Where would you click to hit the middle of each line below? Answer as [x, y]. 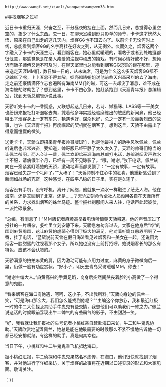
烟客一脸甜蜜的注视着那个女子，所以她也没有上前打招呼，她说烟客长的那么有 [83, 244]
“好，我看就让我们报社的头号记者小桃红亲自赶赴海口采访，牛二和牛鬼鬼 [78, 323]
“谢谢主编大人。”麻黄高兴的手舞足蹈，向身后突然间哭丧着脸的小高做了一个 [80, 277]
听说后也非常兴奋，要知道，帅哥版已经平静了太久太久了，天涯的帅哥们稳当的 [83, 148]
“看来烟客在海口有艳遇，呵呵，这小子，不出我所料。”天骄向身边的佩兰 [75, 294]
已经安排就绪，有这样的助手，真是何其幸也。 [55, 336]
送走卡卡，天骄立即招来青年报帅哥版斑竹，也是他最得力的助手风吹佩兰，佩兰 [83, 142]
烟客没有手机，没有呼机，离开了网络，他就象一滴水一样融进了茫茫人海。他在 [83, 190]
